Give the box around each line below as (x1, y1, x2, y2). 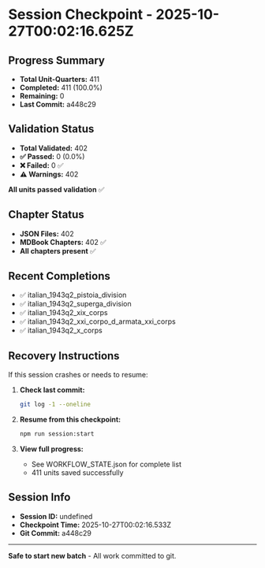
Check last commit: (19, 385, 85, 395)
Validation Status (8, 122, 95, 136)
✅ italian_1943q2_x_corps (19, 325, 103, 336)
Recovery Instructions (8, 349, 120, 362)
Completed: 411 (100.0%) (19, 83, 103, 92)
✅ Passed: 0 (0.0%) (19, 151, 85, 161)
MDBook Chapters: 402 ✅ (19, 237, 106, 247)
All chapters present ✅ (19, 246, 96, 255)
